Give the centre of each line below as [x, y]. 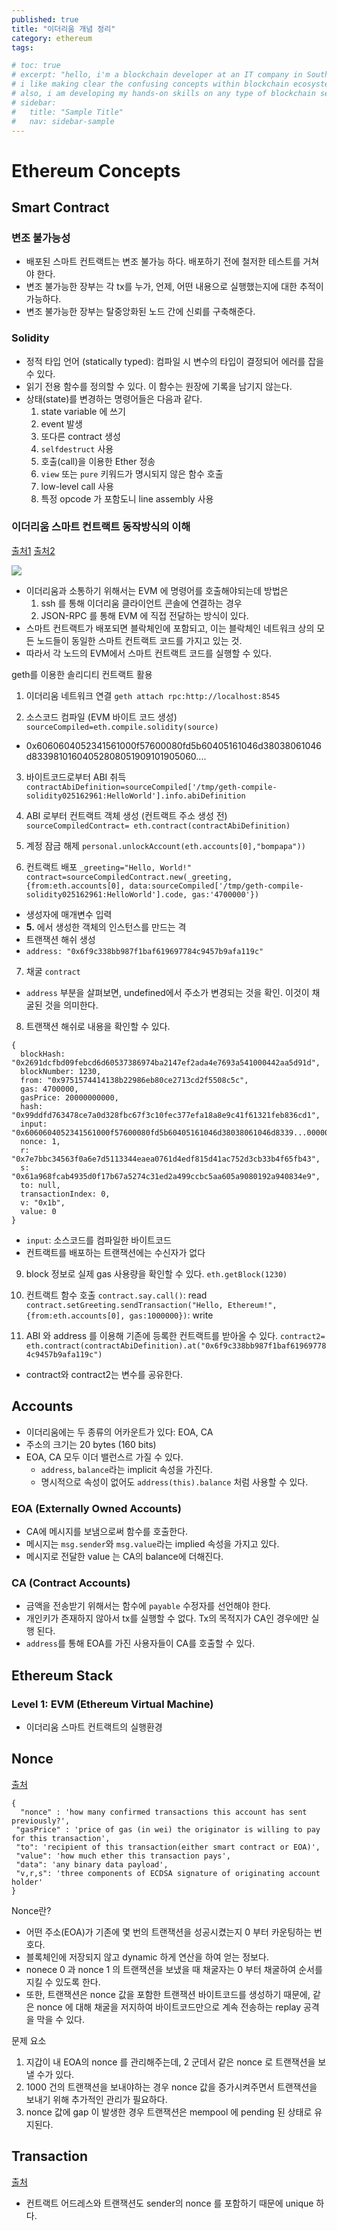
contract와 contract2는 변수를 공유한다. [104, 1374]
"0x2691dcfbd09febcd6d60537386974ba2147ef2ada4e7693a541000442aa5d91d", [166, 1062]
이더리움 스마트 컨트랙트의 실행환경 [94, 1727]
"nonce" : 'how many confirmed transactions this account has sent [164, 1812]
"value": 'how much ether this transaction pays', [123, 1856]
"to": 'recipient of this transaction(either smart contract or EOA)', [168, 1847]
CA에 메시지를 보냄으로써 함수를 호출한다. [107, 1531]
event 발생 [61, 423]
